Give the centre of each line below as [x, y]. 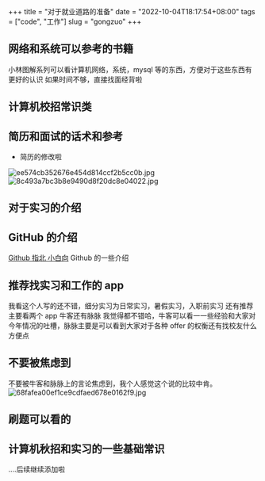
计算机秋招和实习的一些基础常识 [86, 449]
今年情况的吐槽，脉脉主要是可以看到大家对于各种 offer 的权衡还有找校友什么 [133, 326]
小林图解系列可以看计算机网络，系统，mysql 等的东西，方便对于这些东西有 [130, 69]
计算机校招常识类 [50, 107]
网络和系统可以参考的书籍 [71, 49]
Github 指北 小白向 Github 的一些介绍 [69, 258]
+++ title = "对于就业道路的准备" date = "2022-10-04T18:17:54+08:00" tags [132, 11]
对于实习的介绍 [45, 208]
